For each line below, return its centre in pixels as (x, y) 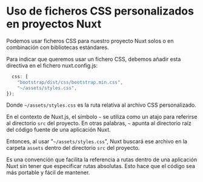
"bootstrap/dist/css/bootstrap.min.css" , (70, 82)
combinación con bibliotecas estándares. (58, 47)
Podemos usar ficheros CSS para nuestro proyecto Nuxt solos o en (90, 41)
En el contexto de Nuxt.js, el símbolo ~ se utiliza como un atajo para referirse (102, 117)
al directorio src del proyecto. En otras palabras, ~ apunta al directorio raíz (99, 123)
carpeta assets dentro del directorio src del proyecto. (73, 148)
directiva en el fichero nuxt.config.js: (52, 66)
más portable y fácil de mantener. (48, 173)
